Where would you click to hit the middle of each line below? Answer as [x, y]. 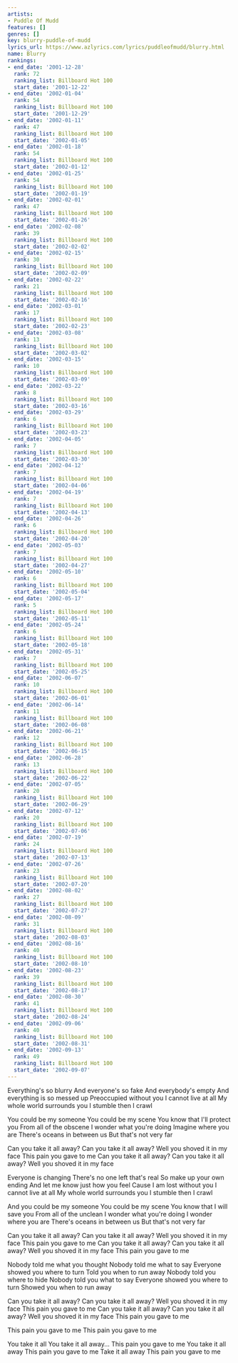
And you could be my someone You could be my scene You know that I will [118, 1206]
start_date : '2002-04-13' [52, 512]
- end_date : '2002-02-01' [46, 200]
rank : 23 [27, 871]
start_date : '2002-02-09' [52, 273]
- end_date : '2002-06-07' [46, 678]
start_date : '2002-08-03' [52, 937]
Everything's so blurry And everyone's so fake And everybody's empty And [118, 1090]
